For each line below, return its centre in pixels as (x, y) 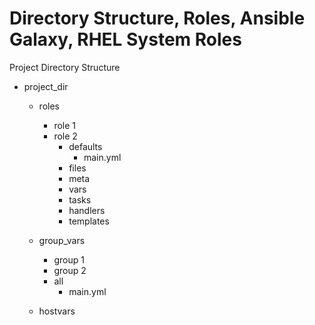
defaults (85, 146)
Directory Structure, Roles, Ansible (157, 18)
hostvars (57, 311)
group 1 (69, 259)
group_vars (62, 240)
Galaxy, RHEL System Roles (125, 39)
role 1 (65, 125)
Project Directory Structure (65, 67)
